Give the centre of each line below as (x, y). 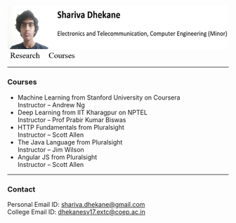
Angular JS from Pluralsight (57, 157)
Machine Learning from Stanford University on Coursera (99, 97)
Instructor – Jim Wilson (51, 149)
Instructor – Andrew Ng (51, 104)
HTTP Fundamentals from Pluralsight (71, 127)
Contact (21, 189)
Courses (22, 82)
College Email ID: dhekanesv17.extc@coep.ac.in (76, 212)
